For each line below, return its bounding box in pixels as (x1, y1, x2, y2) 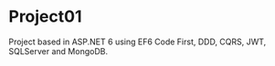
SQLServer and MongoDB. (8, 45, 109, 56)
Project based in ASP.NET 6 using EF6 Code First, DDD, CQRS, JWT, (8, 36, 267, 47)
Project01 (8, 6, 82, 27)
